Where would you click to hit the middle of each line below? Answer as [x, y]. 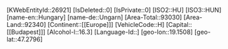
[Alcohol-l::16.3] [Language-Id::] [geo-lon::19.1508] [120, 32]
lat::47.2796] [25, 39]
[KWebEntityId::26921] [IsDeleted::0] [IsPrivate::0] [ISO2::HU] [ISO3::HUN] [114, 10]
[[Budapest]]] [26, 32]
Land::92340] [26, 24]
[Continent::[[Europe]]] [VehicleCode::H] [106, 24]
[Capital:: [179, 24]
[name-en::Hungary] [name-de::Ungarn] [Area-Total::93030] [94, 17]
